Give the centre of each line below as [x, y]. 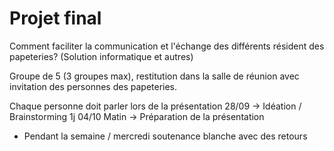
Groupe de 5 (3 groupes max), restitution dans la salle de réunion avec [154, 76]
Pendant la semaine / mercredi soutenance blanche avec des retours [165, 136]
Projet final [55, 18]
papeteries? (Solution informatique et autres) [101, 56]
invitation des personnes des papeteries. [93, 86]
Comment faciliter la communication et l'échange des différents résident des [167, 46]
